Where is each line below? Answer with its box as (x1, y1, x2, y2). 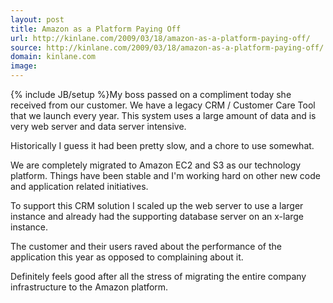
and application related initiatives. (10, 181, 149, 192)
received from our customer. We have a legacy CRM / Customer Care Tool (10, 99, 316, 111)
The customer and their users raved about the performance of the (10, 241, 282, 252)
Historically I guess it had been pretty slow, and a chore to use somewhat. (10, 140, 315, 151)
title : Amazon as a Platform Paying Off (10, 24, 182, 34)
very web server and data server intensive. (10, 121, 187, 132)
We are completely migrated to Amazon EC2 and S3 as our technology (10, 159, 302, 171)
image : (10, 61, 38, 71)
